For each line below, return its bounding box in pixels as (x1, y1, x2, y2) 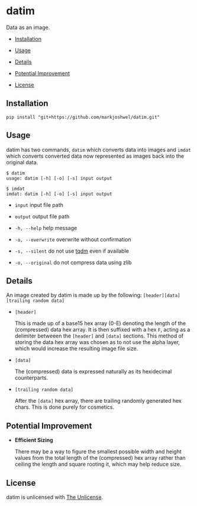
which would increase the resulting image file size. (14, 345, 138, 352)
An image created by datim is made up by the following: (6, 292, 142, 299)
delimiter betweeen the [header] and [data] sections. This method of (14, 332, 184, 339)
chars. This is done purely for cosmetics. (14, 403, 114, 410)
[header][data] (143, 292, 180, 299)
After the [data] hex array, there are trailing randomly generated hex (14, 397, 182, 405)
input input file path (14, 201, 64, 208)
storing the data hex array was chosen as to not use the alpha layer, (14, 339, 180, 346)
